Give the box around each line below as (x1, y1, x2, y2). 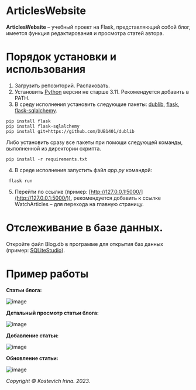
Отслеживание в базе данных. (6, 221, 163, 235)
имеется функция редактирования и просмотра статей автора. (6, 29, 164, 36)
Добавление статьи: (6, 332, 59, 339)
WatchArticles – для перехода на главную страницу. (14, 200, 145, 207)
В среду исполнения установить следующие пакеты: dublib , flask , (14, 101, 180, 108)
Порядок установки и (6, 50, 117, 64)
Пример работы (6, 268, 89, 280)
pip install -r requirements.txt (6, 156, 88, 162)
